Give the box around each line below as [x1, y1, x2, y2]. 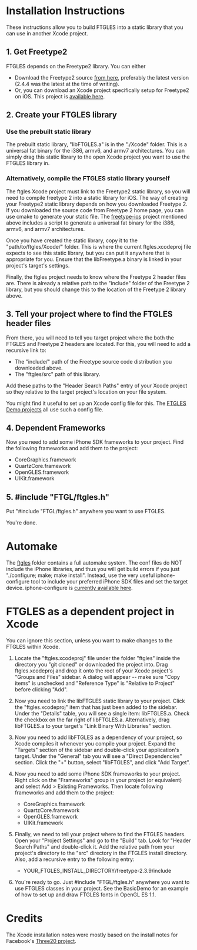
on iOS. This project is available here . [14, 93, 105, 100]
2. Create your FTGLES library [6, 110, 118, 120]
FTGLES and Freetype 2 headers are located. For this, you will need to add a [6, 340, 191, 347]
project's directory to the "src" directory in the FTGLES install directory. [14, 850, 188, 857]
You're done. [6, 519, 37, 526]
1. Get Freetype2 [6, 47, 68, 57]
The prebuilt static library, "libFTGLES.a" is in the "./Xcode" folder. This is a [6, 141, 187, 148]
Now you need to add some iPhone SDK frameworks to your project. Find [6, 438, 184, 446]
